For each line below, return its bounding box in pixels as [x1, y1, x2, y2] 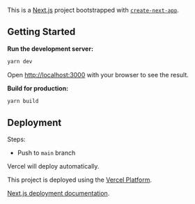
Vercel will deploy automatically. [7, 162, 100, 171]
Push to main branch [17, 149, 76, 157]
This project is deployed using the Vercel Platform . [7, 175, 152, 184]
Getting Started [7, 26, 76, 38]
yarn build [7, 97, 39, 104]
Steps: [7, 135, 26, 143]
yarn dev [7, 58, 33, 65]
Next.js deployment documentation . [7, 189, 110, 198]
